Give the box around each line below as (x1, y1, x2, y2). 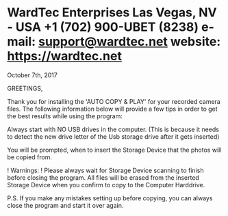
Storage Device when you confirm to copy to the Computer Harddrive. (7, 180, 205, 189)
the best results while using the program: (7, 111, 123, 120)
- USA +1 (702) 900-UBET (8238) (7, 19, 199, 35)
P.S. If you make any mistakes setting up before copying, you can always (7, 193, 213, 202)
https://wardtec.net (7, 49, 122, 64)
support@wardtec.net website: (38, 34, 221, 49)
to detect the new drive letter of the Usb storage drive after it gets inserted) (7, 132, 220, 141)
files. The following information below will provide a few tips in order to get (7, 105, 218, 113)
